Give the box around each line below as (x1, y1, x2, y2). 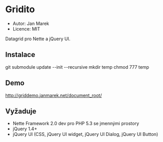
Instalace (5, 50, 36, 59)
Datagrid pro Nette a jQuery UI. (5, 36, 70, 42)
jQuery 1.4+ (12, 126, 37, 132)
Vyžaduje (5, 107, 37, 116)
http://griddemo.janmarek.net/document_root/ (5, 92, 102, 98)
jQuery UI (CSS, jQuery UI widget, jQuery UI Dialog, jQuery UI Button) (12, 131, 158, 137)
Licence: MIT (12, 25, 41, 32)
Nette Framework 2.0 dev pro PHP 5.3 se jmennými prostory (12, 121, 139, 127)
